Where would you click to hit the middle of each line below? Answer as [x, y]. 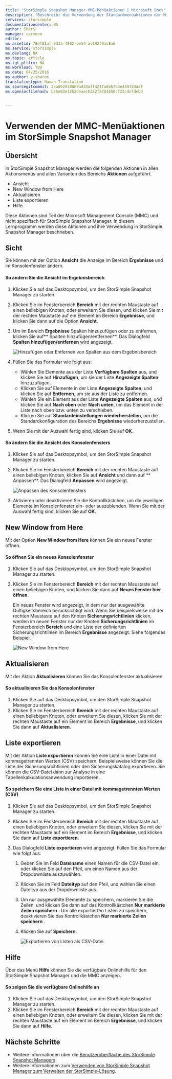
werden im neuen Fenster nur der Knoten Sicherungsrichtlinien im [83, 621]
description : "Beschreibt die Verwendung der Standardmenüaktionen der [83, 15]
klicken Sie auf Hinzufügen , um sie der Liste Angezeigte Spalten [89, 377]
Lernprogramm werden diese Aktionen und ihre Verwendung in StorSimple [84, 226]
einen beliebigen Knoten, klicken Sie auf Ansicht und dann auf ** [82, 475]
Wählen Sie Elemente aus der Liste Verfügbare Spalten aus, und [89, 372]
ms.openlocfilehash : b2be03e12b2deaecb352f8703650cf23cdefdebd [74, 91]
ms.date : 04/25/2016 [27, 73]
